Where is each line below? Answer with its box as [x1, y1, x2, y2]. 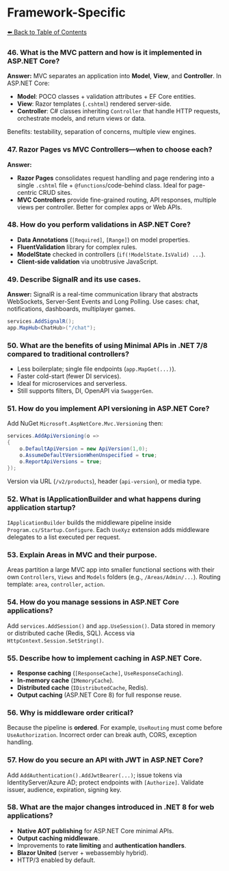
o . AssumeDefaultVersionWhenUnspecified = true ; [19, 452, 157, 459]
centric [16, 188, 38, 196]
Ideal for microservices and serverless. [16, 380, 128, 388]
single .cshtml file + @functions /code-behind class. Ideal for [16, 181, 187, 189]
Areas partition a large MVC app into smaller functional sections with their [7, 566, 215, 574]
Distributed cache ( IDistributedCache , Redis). [16, 683, 148, 691]
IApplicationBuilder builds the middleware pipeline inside [7, 518, 172, 526]
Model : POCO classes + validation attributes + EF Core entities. [16, 93, 196, 101]
